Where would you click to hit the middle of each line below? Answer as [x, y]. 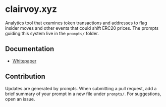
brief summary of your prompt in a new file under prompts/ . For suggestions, [83, 94]
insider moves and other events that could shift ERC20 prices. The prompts [82, 28]
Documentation [30, 49]
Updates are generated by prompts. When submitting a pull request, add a [81, 88]
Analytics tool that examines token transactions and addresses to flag [76, 23]
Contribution [25, 77]
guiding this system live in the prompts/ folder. [52, 33]
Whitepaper [24, 61]
